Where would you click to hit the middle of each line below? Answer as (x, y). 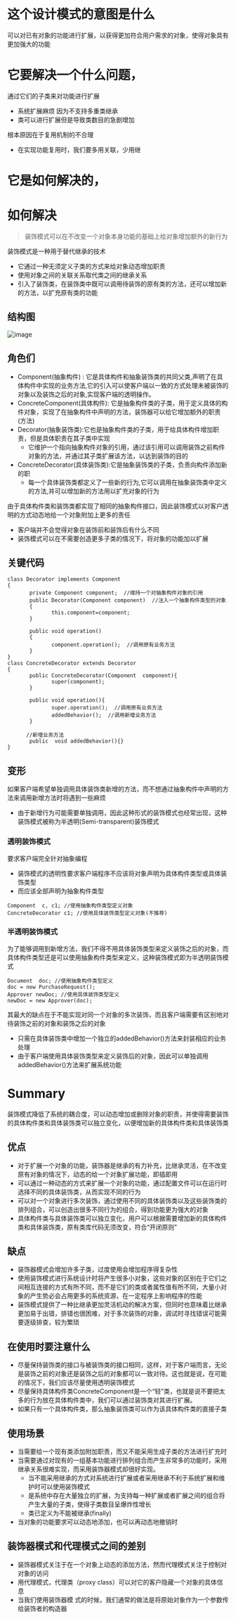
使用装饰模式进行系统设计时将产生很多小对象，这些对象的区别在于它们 (119, 1278)
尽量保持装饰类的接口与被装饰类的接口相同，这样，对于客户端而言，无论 (122, 1365)
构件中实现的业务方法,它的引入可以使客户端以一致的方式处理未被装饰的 (126, 385)
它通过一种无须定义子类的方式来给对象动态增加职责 (91, 266)
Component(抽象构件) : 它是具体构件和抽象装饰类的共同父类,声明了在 (117, 377)
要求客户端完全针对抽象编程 (47, 858)
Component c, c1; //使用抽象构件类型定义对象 (70, 905)
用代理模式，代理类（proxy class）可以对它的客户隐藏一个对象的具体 (117, 1582)
